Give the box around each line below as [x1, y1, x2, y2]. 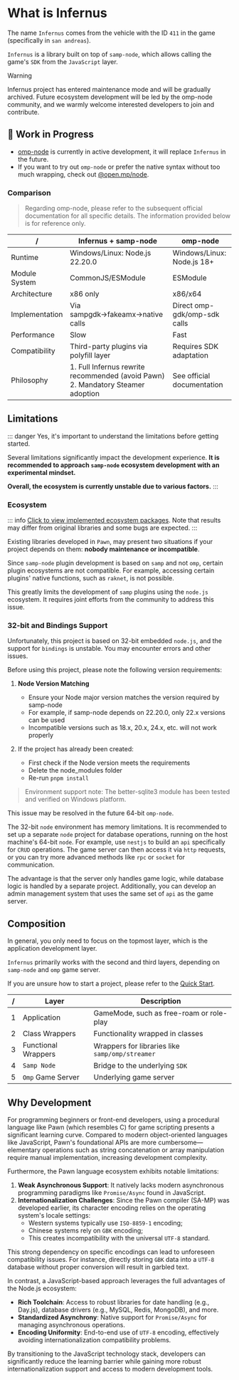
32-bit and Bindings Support [7, 621, 108, 631]
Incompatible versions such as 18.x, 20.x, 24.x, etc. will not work [28, 723, 217, 732]
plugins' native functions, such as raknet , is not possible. [7, 574, 174, 582]
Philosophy [11, 375, 48, 385]
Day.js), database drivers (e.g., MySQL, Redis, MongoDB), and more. [17, 1305, 219, 1314]
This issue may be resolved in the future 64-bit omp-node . [7, 809, 174, 817]
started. [7, 439, 31, 448]
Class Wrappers [22, 1029, 76, 1039]
